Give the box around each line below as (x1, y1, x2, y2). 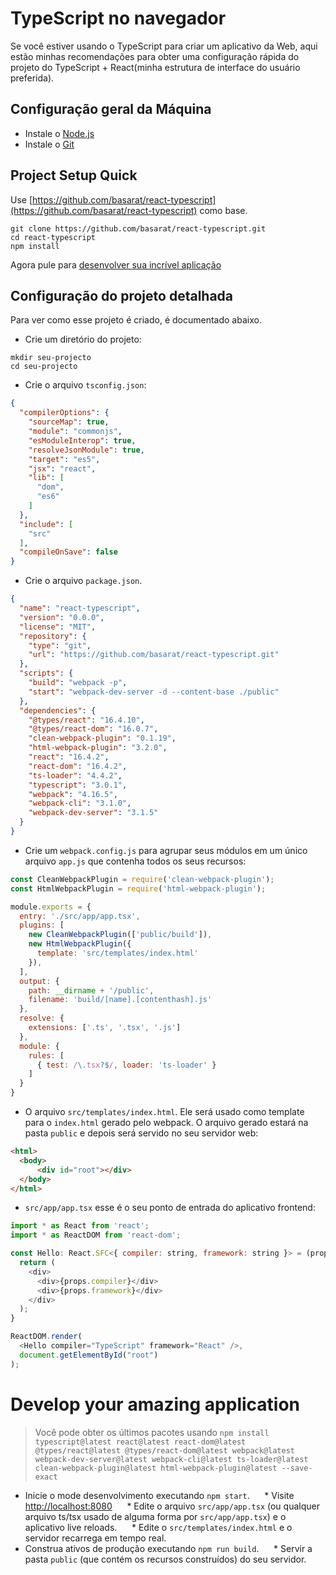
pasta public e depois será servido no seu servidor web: (24, 1127, 259, 1139)
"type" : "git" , (28, 640, 92, 651)
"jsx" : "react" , (28, 463, 97, 474)
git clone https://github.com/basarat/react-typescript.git (10, 223, 267, 234)
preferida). (10, 72, 55, 84)
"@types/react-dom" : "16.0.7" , (28, 724, 159, 734)
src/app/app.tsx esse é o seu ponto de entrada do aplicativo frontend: (24, 1202, 316, 1214)
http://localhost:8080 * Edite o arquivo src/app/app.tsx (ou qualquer (24, 1500, 320, 1512)
